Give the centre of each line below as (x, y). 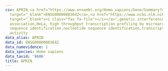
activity (19, 33)
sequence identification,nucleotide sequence (58, 28)
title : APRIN (19, 61)
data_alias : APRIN (24, 38)
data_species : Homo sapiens (34, 51)
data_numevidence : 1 (27, 47)
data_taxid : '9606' (25, 56)
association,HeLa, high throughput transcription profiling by (77, 24)
